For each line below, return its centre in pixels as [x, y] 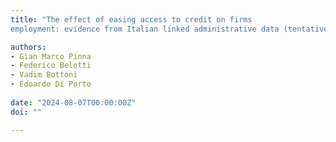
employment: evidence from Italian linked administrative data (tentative [169, 29]
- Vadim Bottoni [44, 75]
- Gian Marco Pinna [51, 56]
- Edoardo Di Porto [51, 84]
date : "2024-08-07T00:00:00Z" [73, 102]
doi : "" [26, 112]
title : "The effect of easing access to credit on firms [131, 19]
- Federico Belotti [51, 66]
